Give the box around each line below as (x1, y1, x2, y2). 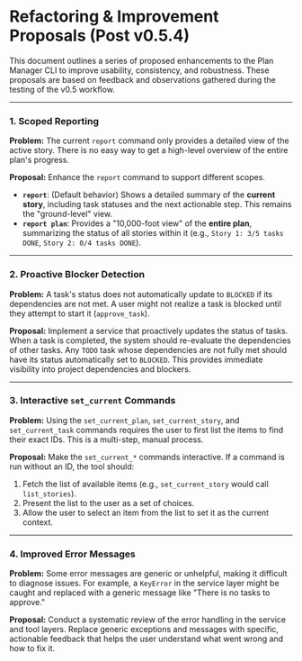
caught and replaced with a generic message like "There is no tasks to (9, 587, 271, 598)
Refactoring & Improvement (9, 6, 219, 27)
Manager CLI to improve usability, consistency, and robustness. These (9, 65, 270, 76)
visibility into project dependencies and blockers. (9, 363, 191, 375)
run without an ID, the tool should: (9, 461, 135, 472)
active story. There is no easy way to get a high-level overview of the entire (9, 145, 289, 156)
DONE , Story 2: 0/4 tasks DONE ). (22, 237, 142, 249)
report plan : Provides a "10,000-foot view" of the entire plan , (22, 218, 253, 229)
